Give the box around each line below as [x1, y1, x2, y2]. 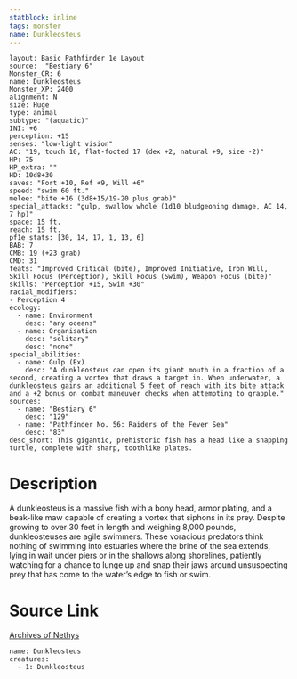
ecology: [9, 304, 42, 313]
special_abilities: [9, 350, 82, 359]
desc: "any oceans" [25, 319, 98, 328]
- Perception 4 [9, 296, 66, 305]
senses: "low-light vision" [9, 140, 114, 149]
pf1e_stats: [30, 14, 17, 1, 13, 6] [9, 233, 145, 242]
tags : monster [9, 21, 62, 30]
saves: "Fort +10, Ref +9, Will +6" [9, 179, 145, 188]
